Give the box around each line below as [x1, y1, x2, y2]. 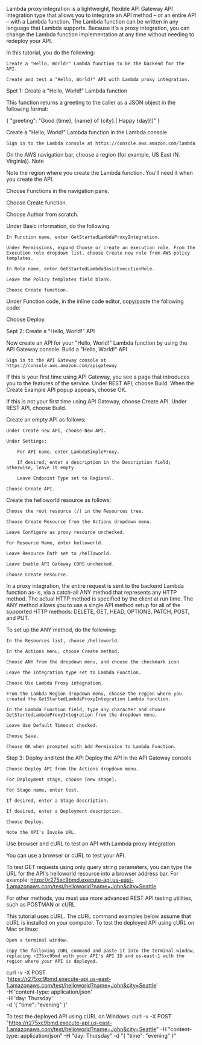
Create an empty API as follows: [6, 416, 86, 423]
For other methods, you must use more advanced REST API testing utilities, [6, 894, 193, 902]
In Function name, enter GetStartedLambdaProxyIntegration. [6, 234, 161, 240]
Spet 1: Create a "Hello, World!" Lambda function [6, 87, 128, 94]
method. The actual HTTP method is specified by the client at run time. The [6, 595, 194, 602]
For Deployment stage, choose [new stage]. [6, 776, 118, 783]
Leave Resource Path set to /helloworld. [6, 550, 112, 556]
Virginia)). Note [6, 157, 44, 164]
